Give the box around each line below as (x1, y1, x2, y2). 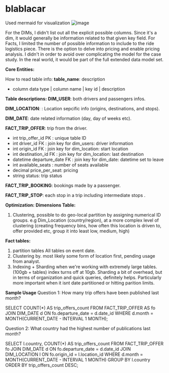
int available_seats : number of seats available (12, 161, 109, 168)
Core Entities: (5, 66, 34, 72)
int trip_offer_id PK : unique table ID (12, 135, 87, 141)
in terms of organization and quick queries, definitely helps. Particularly (12, 274, 162, 280)
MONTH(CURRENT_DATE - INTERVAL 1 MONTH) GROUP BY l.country (5, 356, 151, 362)
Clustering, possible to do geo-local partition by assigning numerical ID (12, 212, 161, 218)
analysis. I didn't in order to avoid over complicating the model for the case (5, 51, 161, 57)
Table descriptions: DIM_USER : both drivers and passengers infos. (5, 96, 146, 102)
